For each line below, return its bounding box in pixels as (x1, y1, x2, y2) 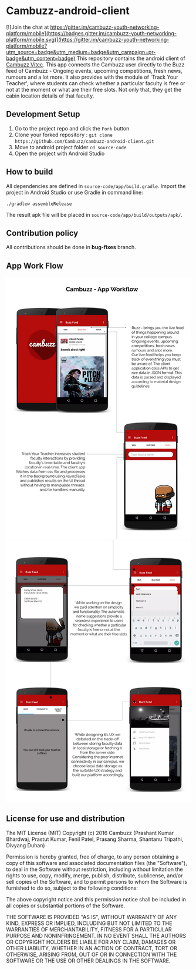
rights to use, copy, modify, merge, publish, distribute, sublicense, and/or (6, 871, 183, 879)
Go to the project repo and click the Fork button (14, 125, 130, 132)
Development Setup (6, 109, 80, 119)
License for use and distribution (6, 814, 125, 824)
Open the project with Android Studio (14, 150, 105, 157)
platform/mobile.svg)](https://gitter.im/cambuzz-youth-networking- (6, 36, 170, 43)
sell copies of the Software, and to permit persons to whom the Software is (6, 878, 188, 885)
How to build (6, 167, 53, 177)
